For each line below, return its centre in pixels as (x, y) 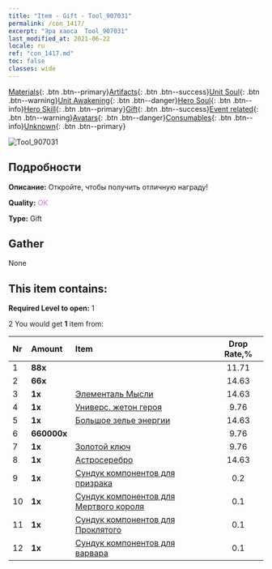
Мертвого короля (110, 507)
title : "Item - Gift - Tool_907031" (70, 16)
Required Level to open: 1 (51, 308)
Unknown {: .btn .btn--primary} (75, 126)
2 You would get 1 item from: (56, 324)
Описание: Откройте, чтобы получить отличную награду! (108, 186)
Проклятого (99, 530)
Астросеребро (104, 460)
